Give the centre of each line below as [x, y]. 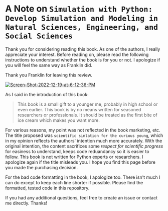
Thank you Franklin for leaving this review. [49, 75]
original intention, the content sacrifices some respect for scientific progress [84, 146]
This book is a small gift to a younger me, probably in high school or [88, 104]
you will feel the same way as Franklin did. [49, 65]
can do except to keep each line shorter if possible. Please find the [74, 182]
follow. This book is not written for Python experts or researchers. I [74, 157]
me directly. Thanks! [26, 203]
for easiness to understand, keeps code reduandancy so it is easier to [77, 151]
